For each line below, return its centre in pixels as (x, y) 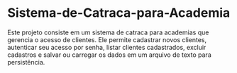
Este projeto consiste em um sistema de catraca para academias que (108, 32)
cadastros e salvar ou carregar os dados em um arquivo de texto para (109, 55)
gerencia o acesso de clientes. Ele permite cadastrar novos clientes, (107, 39)
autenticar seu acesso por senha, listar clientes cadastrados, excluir (107, 47)
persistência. (26, 62)
